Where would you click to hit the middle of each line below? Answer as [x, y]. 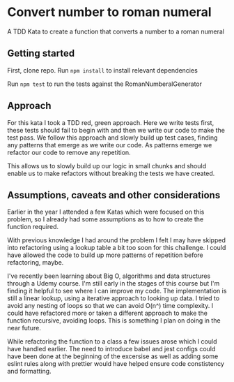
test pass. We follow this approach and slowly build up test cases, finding [112, 138]
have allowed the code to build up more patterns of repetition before [105, 255]
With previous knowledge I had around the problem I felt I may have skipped [117, 240]
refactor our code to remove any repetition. [69, 152]
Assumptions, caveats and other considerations [114, 195]
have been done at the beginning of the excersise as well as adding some [113, 356]
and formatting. [29, 372]
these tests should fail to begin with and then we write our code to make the [116, 130]
